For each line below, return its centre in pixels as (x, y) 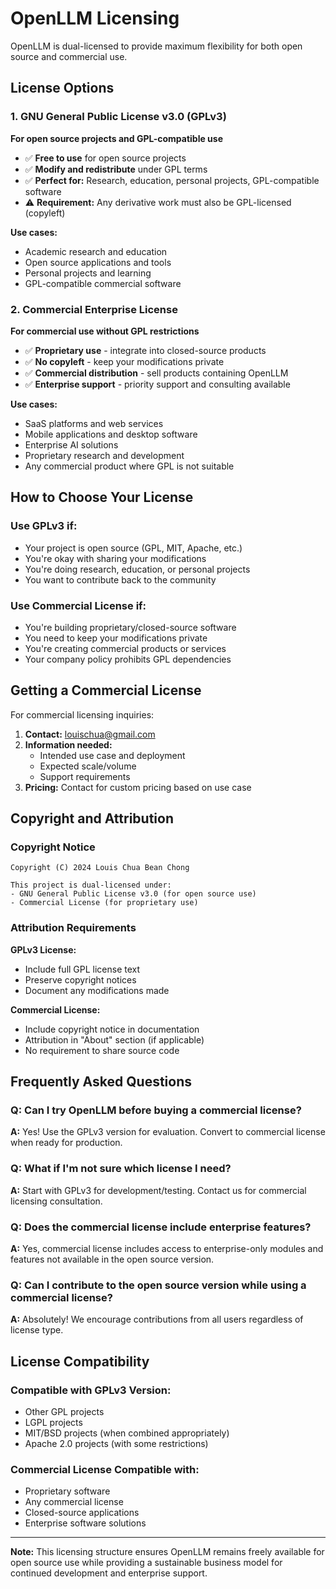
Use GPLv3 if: (44, 526)
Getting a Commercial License (106, 690)
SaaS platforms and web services (94, 423)
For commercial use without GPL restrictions (105, 331)
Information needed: (68, 744)
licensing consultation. (56, 1201)
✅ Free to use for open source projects (105, 158)
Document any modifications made (97, 990)
